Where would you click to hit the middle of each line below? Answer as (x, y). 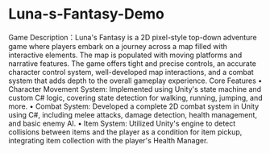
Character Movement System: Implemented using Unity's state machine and (135, 89)
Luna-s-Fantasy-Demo (87, 14)
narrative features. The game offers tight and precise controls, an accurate (132, 63)
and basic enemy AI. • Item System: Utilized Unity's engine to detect (122, 123)
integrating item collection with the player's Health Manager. (108, 140)
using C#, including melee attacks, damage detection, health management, (133, 114)
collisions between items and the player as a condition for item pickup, (125, 132)
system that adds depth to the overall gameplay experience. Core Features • (135, 81)
